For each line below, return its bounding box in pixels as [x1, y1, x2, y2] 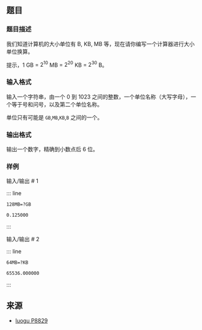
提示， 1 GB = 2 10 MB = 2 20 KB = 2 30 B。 [6, 60, 108, 69]
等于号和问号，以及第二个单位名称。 [11, 100, 103, 108]
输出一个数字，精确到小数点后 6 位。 [6, 145, 99, 152]
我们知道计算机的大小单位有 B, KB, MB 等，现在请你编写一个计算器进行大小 [6, 40, 195, 47]
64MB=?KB [6, 260, 29, 266]
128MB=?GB [6, 201, 32, 208]
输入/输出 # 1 [6, 178, 38, 185]
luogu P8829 [15, 317, 48, 324]
